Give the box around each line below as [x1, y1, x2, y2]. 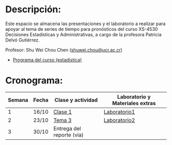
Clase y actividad [54, 96, 98, 103]
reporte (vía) [53, 131, 84, 138]
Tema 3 [53, 116, 72, 123]
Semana [8, 96, 29, 103]
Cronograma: [5, 75, 63, 87]
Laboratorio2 [103, 116, 135, 123]
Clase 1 [53, 108, 72, 115]
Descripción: [5, 4, 61, 15]
